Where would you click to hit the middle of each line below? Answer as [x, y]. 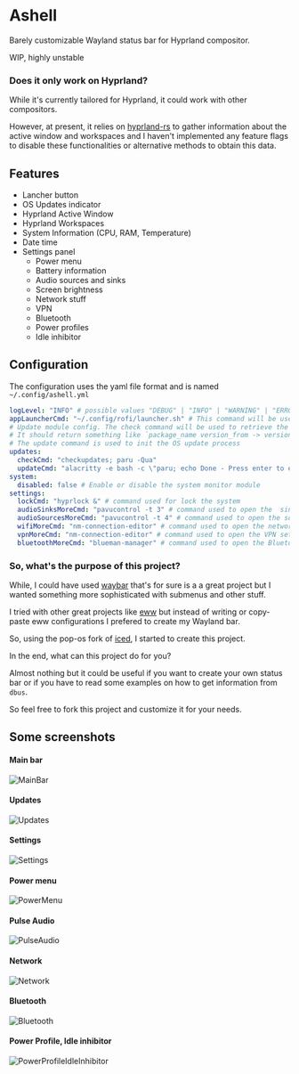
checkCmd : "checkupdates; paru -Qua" [87, 460]
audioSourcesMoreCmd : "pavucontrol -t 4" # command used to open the [149, 518]
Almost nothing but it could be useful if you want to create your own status [146, 673]
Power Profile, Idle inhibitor [61, 1041]
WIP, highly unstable [47, 57]
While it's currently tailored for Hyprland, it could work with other [128, 100]
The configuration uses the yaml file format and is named [114, 386]
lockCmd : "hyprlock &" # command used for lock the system [129, 501]
